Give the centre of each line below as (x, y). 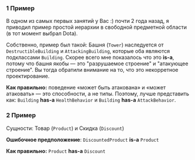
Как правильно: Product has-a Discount (56, 151)
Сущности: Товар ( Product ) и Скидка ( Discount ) (65, 128)
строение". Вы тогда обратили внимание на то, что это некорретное (92, 70)
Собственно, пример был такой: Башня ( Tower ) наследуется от (85, 45)
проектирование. (28, 76)
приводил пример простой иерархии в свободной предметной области (97, 27)
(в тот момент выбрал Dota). (42, 34)
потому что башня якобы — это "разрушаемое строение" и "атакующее (97, 64)
